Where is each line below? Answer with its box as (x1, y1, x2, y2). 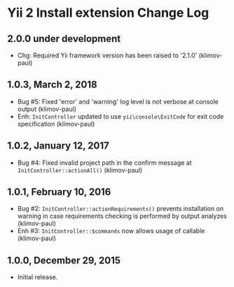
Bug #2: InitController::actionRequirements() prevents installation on (17, 205, 224, 213)
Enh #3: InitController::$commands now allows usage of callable (17, 227, 205, 235)
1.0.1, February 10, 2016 (7, 186, 111, 198)
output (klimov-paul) (17, 105, 77, 113)
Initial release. (17, 273, 58, 281)
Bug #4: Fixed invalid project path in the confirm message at (17, 159, 192, 167)
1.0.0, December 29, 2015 (7, 254, 121, 266)
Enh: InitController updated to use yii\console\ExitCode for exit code (17, 112, 224, 120)
